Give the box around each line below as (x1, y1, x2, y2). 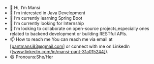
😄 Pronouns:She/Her (9, 54, 53, 60)
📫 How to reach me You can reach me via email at (9, 36, 113, 42)
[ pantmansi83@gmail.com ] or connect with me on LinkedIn (9, 43, 130, 49)
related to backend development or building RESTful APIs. (9, 31, 127, 36)
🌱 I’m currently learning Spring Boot (9, 15, 83, 21)
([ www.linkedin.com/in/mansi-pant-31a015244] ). (9, 49, 109, 54)
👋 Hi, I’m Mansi (9, 5, 40, 10)
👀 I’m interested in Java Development (9, 10, 86, 16)
